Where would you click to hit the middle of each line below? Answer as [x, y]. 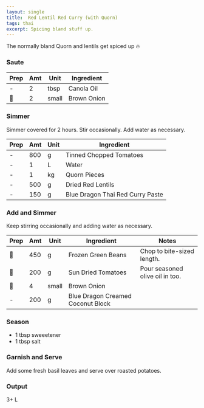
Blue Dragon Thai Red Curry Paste [114, 194]
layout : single [25, 12]
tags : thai [20, 23]
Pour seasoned [161, 269]
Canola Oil [83, 88]
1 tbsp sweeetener [38, 335]
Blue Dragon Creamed [100, 296]
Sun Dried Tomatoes [97, 272]
